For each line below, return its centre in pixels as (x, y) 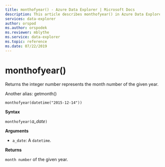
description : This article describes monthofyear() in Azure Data (74, 14)
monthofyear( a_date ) (26, 121)
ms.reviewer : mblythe (27, 32)
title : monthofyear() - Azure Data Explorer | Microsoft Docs (70, 10)
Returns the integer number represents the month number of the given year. (82, 84)
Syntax (13, 111)
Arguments (17, 131)
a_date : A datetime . (32, 140)
